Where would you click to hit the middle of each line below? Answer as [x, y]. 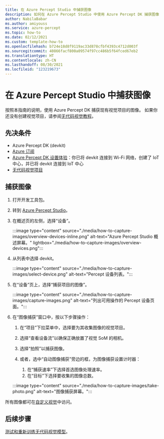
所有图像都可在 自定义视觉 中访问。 [40, 402]
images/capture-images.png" [42, 300]
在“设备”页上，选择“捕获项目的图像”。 [51, 284]
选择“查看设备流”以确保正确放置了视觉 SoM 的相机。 [73, 338]
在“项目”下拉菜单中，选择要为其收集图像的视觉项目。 [73, 327]
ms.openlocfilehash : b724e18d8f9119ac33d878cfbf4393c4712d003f [72, 46]
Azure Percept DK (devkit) [39, 145]
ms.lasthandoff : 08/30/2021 [34, 65]
